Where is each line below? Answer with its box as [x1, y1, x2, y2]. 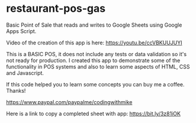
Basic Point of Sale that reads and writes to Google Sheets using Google [6, 21, 182, 28]
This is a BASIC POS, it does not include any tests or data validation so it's [6, 50, 187, 57]
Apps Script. [6, 27, 37, 34]
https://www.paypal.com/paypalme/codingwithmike [6, 98, 133, 105]
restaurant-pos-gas [6, 2, 105, 15]
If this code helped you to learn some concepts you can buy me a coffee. [6, 80, 185, 88]
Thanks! [6, 87, 26, 94]
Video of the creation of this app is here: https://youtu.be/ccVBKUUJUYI [6, 39, 182, 46]
